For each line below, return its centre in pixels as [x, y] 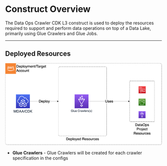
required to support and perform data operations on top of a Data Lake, [78, 28]
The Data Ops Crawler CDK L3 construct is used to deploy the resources [80, 23]
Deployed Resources [38, 54]
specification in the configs [40, 158]
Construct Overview [48, 9]
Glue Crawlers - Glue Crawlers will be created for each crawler [77, 153]
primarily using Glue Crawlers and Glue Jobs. [51, 33]
